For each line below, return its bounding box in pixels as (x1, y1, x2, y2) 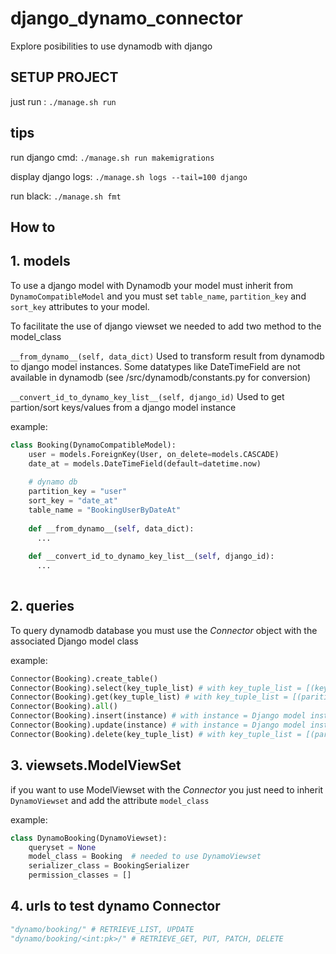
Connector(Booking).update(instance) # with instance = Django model (10, 720, 307, 731)
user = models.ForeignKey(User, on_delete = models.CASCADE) (28, 449, 280, 459)
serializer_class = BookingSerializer (28, 861, 190, 871)
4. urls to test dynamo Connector (10, 898, 221, 915)
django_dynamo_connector (10, 7, 243, 30)
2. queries (10, 598, 75, 615)
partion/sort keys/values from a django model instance (10, 401, 237, 413)
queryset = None (28, 842, 97, 852)
